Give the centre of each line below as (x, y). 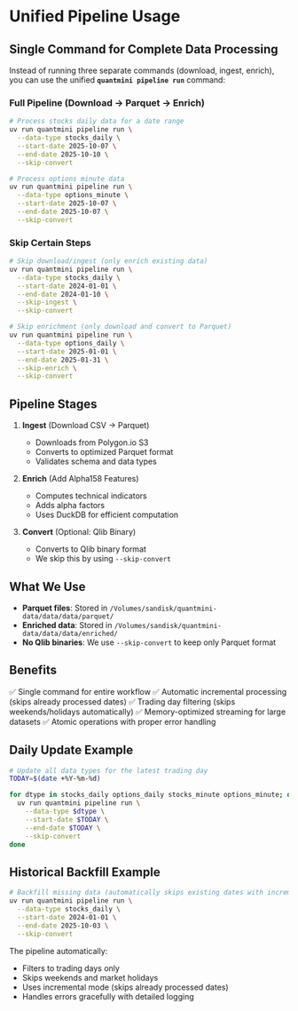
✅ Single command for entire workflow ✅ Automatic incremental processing (148, 691)
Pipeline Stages (53, 404)
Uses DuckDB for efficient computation (107, 515)
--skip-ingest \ (47, 303)
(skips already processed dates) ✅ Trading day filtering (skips (122, 701)
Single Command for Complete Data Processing (144, 49)
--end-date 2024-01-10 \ (63, 294)
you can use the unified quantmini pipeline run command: (118, 80)
